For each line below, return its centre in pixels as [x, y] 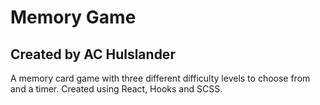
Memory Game [73, 17]
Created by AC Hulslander [93, 54]
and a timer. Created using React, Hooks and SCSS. [116, 89]
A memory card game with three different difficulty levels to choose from [160, 78]
